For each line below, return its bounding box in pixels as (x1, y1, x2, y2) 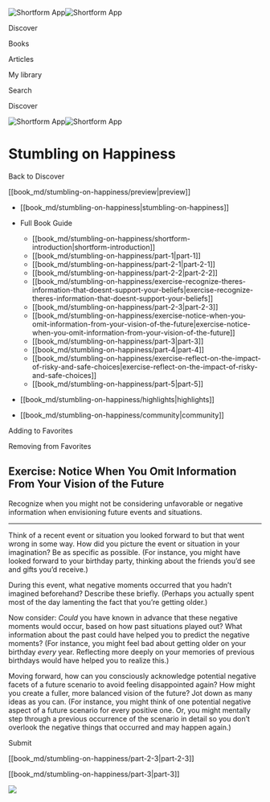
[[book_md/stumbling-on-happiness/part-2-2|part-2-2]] (31, 268, 219, 278)
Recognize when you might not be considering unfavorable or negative (8, 499, 243, 508)
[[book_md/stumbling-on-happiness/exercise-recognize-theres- (31, 276, 247, 286)
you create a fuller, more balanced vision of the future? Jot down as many (8, 688, 253, 697)
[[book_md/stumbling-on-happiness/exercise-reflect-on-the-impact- (31, 353, 261, 363)
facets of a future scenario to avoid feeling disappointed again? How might (8, 680, 256, 689)
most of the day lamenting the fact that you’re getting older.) (8, 597, 208, 607)
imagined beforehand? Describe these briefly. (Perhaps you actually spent (8, 588, 255, 598)
